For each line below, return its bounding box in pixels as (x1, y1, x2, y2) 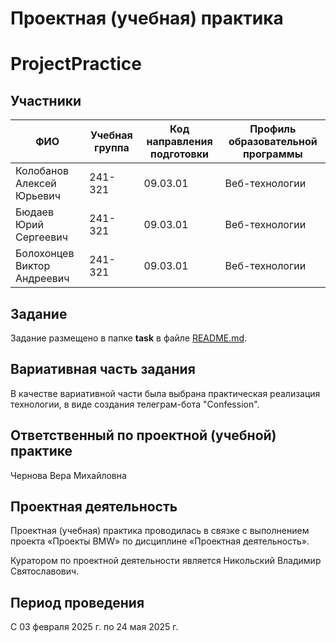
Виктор (15, 259, 51, 273)
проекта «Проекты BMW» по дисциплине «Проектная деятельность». (10, 535, 310, 547)
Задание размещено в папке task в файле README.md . (10, 332, 248, 344)
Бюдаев (15, 205, 54, 219)
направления (146, 135, 213, 149)
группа (94, 141, 130, 155)
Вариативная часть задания (10, 361, 196, 378)
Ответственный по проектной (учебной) (10, 427, 277, 444)
